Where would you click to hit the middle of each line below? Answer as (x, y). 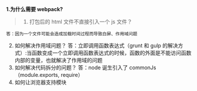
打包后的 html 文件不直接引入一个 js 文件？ (81, 22)
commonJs (143, 68)
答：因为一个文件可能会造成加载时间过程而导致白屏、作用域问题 (72, 34)
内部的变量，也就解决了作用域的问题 (59, 60)
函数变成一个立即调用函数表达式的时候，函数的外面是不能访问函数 (111, 53)
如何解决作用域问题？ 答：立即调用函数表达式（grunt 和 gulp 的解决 (96, 45)
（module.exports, (37, 75)
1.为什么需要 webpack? (35, 9)
